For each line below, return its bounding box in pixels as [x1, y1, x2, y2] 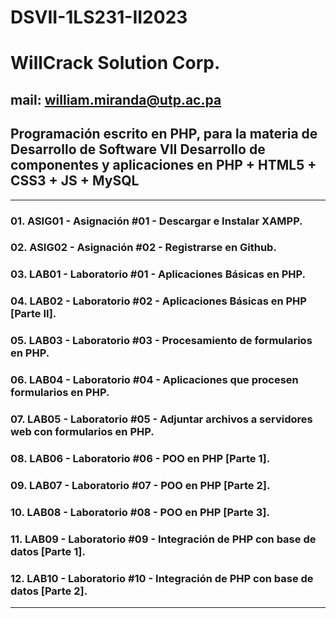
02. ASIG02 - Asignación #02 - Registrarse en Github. [10, 241, 277, 255]
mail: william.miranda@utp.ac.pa [10, 91, 222, 108]
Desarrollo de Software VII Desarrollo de [10, 141, 266, 158]
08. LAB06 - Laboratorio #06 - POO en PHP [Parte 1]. [10, 451, 271, 465]
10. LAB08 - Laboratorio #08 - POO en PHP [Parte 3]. [10, 505, 270, 519]
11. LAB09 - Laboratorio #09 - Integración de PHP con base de [10, 532, 317, 546]
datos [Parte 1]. [10, 544, 86, 558]
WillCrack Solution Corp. [10, 52, 221, 75]
